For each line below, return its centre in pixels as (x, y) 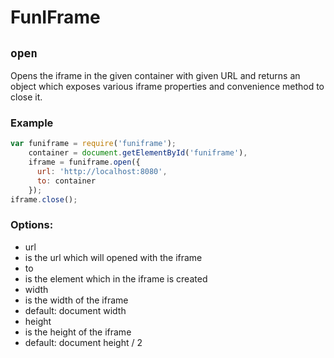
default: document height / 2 (83, 342)
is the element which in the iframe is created (116, 278)
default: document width (75, 310)
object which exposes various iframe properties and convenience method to (167, 86)
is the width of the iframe (76, 300)
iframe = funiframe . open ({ (84, 162)
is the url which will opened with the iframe (113, 257)
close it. (26, 97)
